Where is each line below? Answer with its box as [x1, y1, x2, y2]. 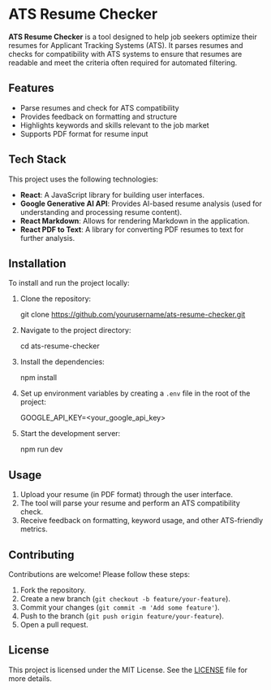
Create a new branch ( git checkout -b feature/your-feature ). [19, 594, 231, 603]
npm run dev [19, 444, 63, 454]
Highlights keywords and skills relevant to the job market [19, 120, 209, 130]
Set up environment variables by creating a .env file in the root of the [19, 388, 251, 399]
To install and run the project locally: [8, 278, 130, 288]
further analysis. [19, 233, 75, 242]
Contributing [8, 548, 75, 561]
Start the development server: [19, 429, 121, 439]
